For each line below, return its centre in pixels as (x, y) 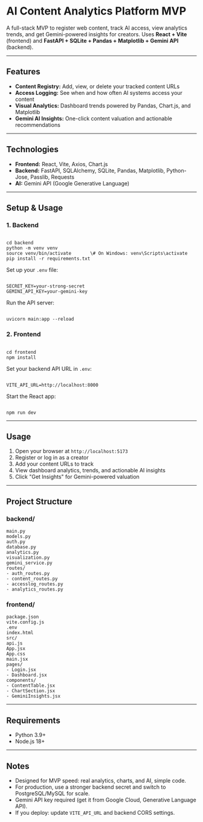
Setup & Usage (35, 207)
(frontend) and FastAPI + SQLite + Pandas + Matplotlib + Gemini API (92, 40)
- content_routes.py (32, 579)
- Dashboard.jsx (27, 675)
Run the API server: (30, 303)
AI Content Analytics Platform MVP (96, 11)
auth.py (16, 542)
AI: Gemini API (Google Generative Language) (72, 183)
